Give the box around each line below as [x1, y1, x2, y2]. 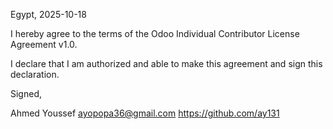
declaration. [10, 69, 60, 80]
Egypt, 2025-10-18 [10, 9, 87, 20]
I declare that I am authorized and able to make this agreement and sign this [10, 58, 323, 69]
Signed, [10, 88, 42, 99]
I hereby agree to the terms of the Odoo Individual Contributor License [10, 28, 300, 39]
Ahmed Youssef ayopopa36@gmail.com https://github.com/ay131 [10, 107, 280, 119]
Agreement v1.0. [10, 39, 78, 50]
